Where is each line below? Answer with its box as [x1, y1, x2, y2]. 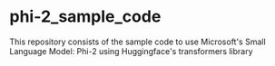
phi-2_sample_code [9, 6, 162, 27]
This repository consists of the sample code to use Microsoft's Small [9, 36, 266, 47]
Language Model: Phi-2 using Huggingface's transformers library [9, 45, 253, 56]
